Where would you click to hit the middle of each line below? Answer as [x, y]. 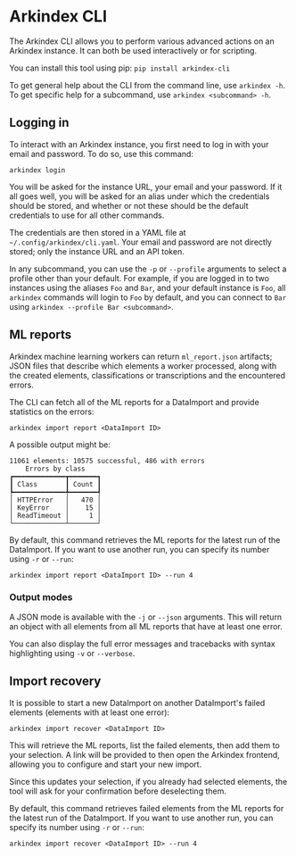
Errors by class [56, 469]
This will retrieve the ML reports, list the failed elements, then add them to [145, 745]
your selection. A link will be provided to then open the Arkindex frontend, [145, 754]
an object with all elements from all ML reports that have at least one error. [146, 626]
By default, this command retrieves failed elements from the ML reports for [147, 808]
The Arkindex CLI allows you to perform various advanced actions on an [142, 41]
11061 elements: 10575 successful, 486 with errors [107, 461]
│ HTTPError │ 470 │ [55, 500]
